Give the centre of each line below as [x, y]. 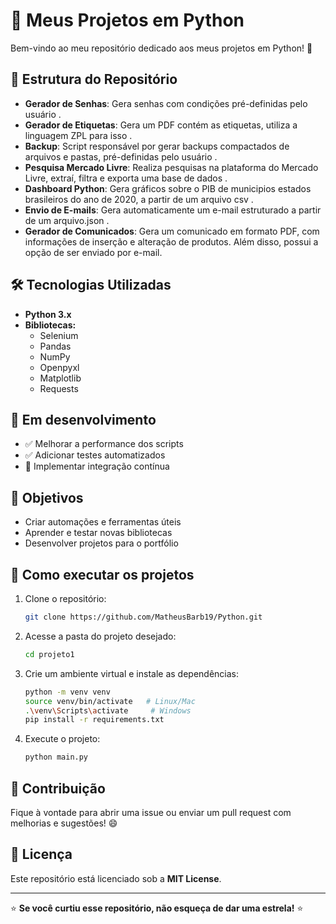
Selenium [59, 335]
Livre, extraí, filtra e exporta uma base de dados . [126, 178]
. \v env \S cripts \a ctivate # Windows [108, 710]
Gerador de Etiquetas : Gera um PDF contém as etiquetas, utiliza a [161, 125]
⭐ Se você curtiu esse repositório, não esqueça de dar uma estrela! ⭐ [157, 908]
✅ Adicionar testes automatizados [95, 455]
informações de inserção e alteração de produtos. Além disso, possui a [171, 241]
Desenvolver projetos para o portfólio [101, 543]
